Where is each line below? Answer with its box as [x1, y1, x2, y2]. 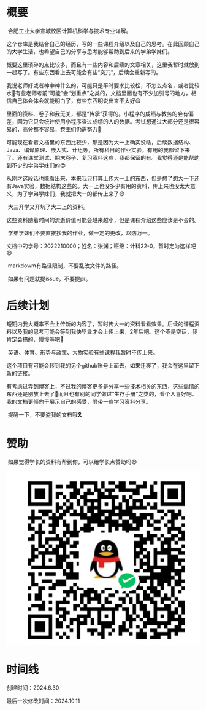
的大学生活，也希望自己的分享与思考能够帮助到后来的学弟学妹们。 [6, 47, 173, 55]
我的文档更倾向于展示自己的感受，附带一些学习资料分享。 [6, 398, 151, 405]
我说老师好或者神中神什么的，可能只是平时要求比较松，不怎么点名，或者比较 [6, 81, 200, 89]
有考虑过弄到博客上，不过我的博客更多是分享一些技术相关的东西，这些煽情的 [6, 382, 200, 390]
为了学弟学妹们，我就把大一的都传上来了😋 [17, 190, 125, 197]
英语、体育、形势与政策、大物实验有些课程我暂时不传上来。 [7, 349, 158, 356]
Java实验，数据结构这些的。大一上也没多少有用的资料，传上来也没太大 [11, 182, 191, 189]
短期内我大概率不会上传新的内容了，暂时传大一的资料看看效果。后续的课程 [6, 320, 194, 328]
